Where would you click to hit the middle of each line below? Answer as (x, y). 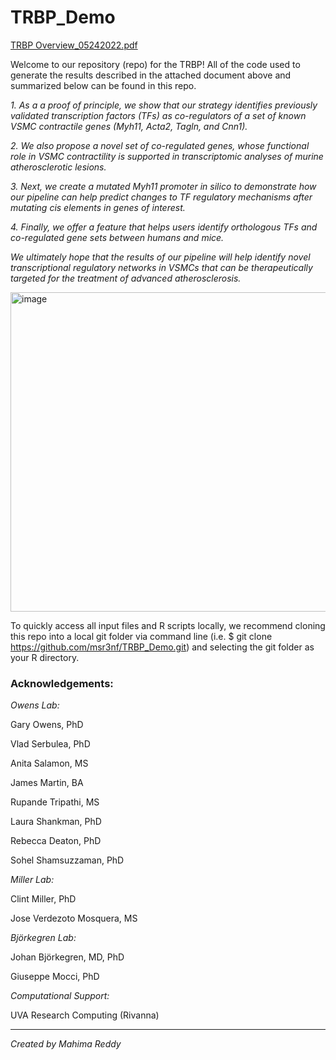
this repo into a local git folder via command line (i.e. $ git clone (141, 636)
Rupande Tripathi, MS (55, 802)
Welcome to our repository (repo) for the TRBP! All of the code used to (155, 64)
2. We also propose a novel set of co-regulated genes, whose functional (160, 145)
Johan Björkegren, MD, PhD (67, 957)
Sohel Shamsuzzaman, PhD (67, 860)
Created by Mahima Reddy (66, 1044)
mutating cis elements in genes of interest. (98, 207)
